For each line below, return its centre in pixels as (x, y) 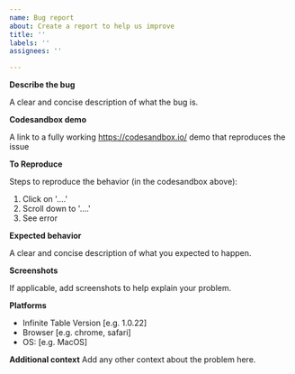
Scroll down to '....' (57, 209)
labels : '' (30, 43)
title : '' (28, 34)
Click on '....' (45, 199)
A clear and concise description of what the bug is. (104, 102)
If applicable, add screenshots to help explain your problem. (121, 288)
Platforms (28, 306)
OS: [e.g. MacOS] (55, 342)
